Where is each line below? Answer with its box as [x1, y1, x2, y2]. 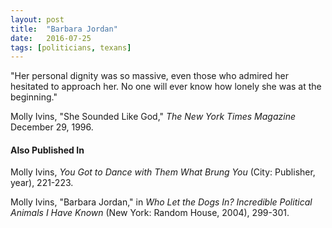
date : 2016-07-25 [10, 33, 92, 43]
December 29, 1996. [10, 121, 94, 133]
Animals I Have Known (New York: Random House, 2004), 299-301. [10, 207, 290, 219]
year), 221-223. [10, 177, 74, 189]
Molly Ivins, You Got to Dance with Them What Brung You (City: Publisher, [10, 166, 316, 178]
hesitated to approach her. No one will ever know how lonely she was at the [10, 81, 322, 93]
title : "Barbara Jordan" [10, 24, 118, 34]
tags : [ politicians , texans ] [10, 42, 132, 53]
